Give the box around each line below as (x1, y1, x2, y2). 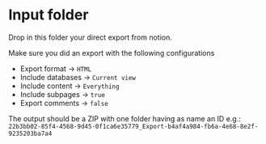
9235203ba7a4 (8, 129, 53, 138)
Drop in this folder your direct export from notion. (8, 32, 172, 42)
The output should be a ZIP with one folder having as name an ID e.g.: (8, 113, 241, 123)
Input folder (8, 6, 89, 24)
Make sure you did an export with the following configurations (8, 48, 215, 57)
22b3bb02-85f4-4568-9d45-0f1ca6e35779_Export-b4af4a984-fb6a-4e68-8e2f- (8, 122, 259, 130)
